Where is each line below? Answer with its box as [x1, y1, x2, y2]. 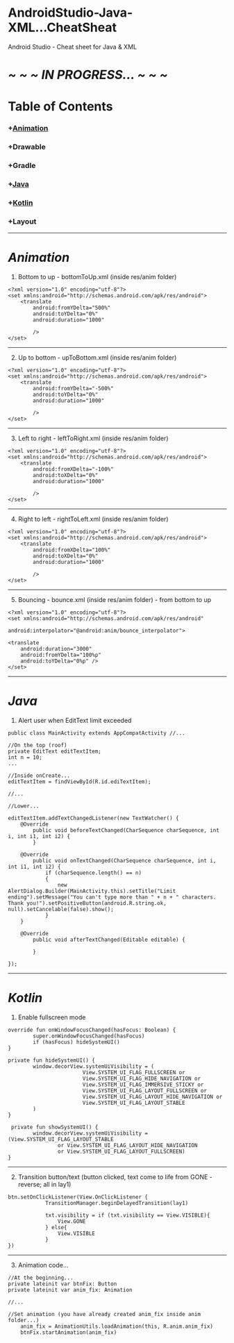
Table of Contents [8, 99, 113, 115]
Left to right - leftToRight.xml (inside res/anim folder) [17, 434, 169, 442]
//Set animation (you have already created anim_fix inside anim [8, 1311, 201, 1318]
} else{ [44, 1224, 68, 1231]
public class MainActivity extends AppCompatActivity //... [8, 730, 186, 737]
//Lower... [8, 803, 40, 810]
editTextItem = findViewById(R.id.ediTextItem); [8, 778, 151, 785]
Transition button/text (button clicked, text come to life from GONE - [17, 1173, 212, 1181]
